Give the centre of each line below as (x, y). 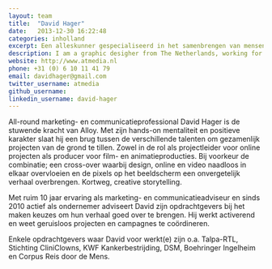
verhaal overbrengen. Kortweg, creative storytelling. (95, 182)
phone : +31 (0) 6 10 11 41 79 (59, 69)
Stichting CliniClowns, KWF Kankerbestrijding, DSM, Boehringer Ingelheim (132, 248)
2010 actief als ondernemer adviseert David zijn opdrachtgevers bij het (127, 207)
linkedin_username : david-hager (63, 99)
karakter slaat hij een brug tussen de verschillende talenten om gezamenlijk (134, 139)
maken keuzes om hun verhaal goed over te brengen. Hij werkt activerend (132, 215)
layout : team (30, 16)
